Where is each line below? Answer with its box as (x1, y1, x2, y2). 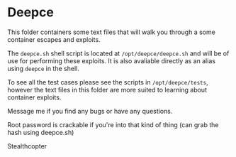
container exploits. (7, 93, 62, 102)
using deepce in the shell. (7, 64, 79, 72)
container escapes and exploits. (7, 35, 101, 43)
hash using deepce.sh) (7, 128, 74, 136)
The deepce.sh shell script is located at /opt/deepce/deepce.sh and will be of (7, 49, 230, 58)
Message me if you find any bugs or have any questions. (7, 107, 173, 115)
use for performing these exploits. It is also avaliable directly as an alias (7, 56, 216, 65)
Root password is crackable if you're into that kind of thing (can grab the (7, 120, 219, 129)
